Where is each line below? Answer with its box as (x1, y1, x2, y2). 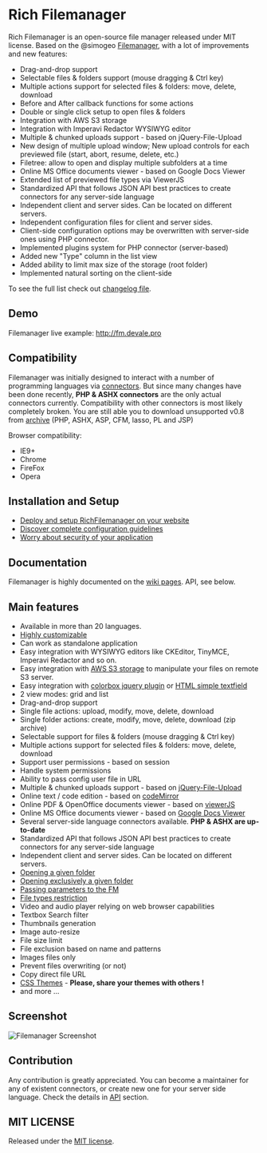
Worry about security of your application (19, 533, 154, 543)
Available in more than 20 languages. (19, 622, 142, 630)
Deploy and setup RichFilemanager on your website (19, 515, 190, 525)
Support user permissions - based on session (19, 757, 170, 766)
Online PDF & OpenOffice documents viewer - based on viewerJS (19, 800, 235, 809)
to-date (19, 825, 46, 834)
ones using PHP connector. (19, 234, 110, 244)
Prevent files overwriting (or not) (19, 961, 127, 970)
